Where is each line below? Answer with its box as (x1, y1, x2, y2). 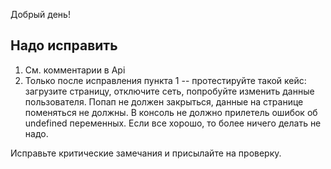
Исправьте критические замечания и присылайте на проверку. (10, 147, 282, 159)
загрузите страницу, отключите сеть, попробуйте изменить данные (24, 85, 315, 97)
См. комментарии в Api (24, 64, 126, 76)
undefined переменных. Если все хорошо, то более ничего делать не (24, 117, 322, 129)
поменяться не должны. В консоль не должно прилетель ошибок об (24, 106, 318, 118)
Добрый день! (10, 9, 71, 20)
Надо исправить (10, 37, 118, 54)
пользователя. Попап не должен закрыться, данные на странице (24, 95, 304, 108)
